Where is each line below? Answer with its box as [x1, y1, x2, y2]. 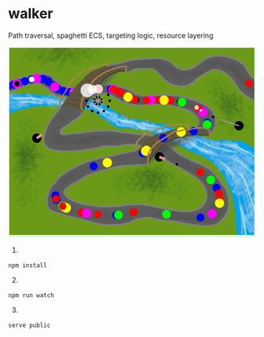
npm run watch [8, 291, 55, 299]
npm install [8, 261, 47, 269]
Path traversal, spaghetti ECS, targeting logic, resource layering [8, 31, 214, 40]
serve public [8, 321, 51, 329]
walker [8, 5, 53, 23]
